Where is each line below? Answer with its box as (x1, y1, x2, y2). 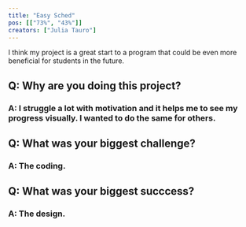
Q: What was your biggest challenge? (8, 137, 196, 151)
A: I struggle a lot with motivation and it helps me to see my (8, 102, 238, 113)
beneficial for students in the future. (8, 56, 124, 65)
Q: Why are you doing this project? (8, 79, 182, 92)
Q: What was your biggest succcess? (8, 184, 195, 198)
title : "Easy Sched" (8, 11, 76, 20)
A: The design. (8, 208, 65, 219)
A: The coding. (8, 161, 66, 171)
